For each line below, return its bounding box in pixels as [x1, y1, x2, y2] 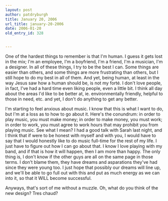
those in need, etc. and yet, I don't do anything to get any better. [5, 96, 138, 102]
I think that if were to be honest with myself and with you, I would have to [5, 133, 156, 138]
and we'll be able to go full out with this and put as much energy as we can [5, 170, 160, 176]
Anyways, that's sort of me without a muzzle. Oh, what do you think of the [5, 185, 158, 191]
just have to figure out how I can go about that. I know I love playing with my [5, 143, 162, 149]
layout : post [5, 7, 33, 13]
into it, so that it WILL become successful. [5, 175, 92, 181]
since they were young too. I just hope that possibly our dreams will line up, [5, 164, 161, 170]
